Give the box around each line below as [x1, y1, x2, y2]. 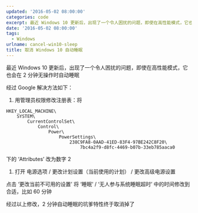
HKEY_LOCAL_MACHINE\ [6, 108, 57, 114]
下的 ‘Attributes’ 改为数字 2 [6, 155, 71, 162]
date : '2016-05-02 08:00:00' [6, 25, 78, 31]
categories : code [6, 14, 49, 20]
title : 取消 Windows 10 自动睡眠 [6, 47, 83, 53]
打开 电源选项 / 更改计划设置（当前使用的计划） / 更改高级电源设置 [14, 168, 176, 175]
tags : [6, 31, 19, 37]
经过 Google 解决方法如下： [6, 84, 74, 91]
